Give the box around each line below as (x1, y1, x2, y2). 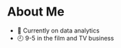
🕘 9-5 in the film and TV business (16, 34, 115, 42)
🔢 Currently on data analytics (16, 26, 100, 34)
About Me (7, 4, 65, 20)
